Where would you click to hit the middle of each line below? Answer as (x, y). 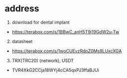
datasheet (22, 41)
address (22, 9)
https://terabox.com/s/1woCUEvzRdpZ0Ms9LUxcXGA (67, 51)
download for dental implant (41, 22)
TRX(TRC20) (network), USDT (43, 60)
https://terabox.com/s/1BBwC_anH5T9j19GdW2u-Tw (65, 32)
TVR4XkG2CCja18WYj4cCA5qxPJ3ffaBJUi (55, 70)
